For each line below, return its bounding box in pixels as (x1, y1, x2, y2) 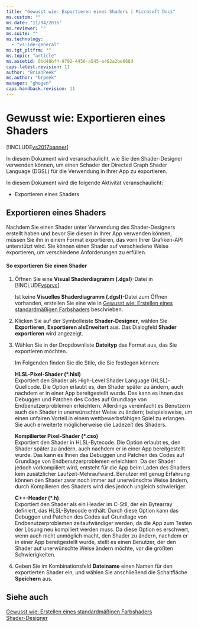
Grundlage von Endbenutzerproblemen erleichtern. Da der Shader (14, 458, 176, 465)
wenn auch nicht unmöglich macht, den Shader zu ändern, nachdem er (14, 532, 188, 539)
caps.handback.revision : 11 (6, 86, 76, 92)
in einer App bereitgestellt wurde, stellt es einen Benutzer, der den (14, 538, 176, 545)
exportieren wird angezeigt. (14, 330, 84, 337)
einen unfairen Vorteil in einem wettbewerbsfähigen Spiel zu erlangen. (14, 414, 186, 421)
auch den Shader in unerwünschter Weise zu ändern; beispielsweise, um (14, 408, 193, 415)
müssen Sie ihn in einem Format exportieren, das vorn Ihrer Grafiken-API (6, 236, 183, 243)
